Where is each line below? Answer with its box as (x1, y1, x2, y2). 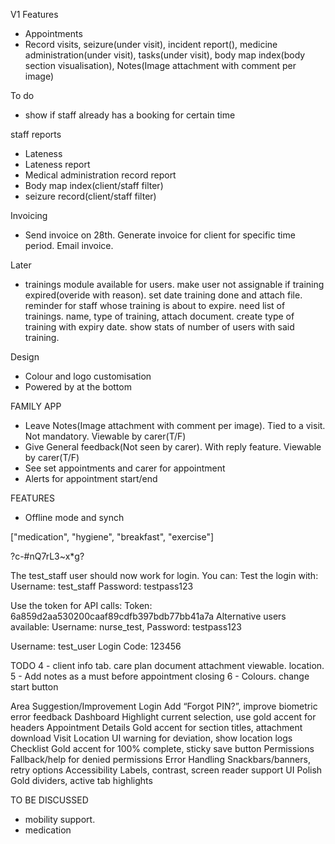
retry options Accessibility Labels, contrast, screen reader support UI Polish (10, 764, 323, 776)
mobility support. (24, 814, 96, 825)
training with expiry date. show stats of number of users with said (24, 321, 295, 333)
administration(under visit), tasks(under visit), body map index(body (24, 49, 306, 61)
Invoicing (10, 210, 48, 221)
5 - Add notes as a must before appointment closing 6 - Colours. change (10, 670, 310, 682)
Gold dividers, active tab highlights (10, 775, 153, 786)
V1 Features (10, 9, 59, 20)
